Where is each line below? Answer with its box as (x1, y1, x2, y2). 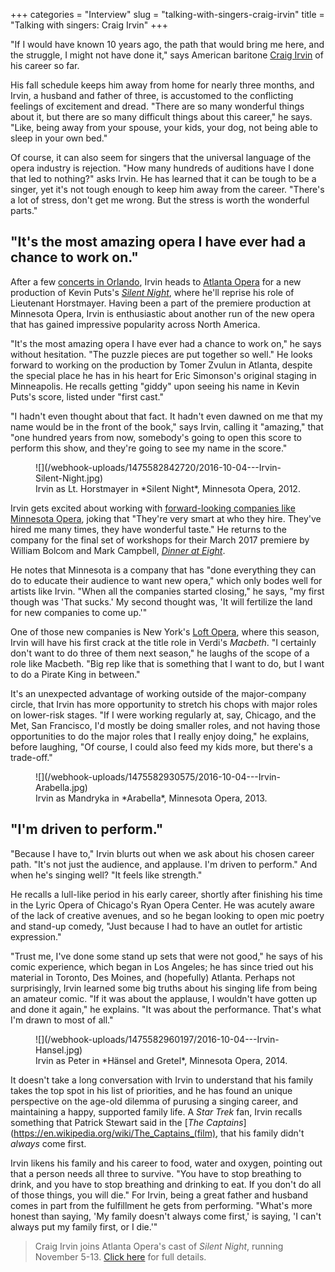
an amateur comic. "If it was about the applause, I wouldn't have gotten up (10, 992, 318, 1004)
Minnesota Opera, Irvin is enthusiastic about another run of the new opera (10, 307, 315, 319)
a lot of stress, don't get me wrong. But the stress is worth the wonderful (10, 194, 310, 206)
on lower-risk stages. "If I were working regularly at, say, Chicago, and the (10, 709, 317, 721)
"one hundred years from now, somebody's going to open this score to (10, 431, 302, 443)
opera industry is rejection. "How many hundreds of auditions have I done (10, 162, 315, 174)
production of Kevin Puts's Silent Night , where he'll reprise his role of (10, 286, 295, 298)
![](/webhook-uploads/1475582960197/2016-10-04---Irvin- (35, 1033, 280, 1045)
